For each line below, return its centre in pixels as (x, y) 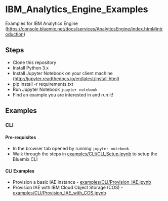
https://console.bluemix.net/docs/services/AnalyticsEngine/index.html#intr (85, 28)
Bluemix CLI (25, 159)
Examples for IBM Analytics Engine (42, 23)
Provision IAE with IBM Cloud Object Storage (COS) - (68, 188)
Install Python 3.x (31, 68)
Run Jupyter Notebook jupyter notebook (55, 89)
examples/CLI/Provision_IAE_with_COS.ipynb (59, 193)
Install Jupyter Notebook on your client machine (62, 73)
